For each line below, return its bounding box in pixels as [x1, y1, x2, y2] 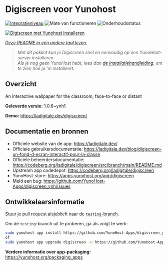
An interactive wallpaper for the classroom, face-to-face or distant [5, 93, 142, 99]
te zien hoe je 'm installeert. [17, 65, 75, 71]
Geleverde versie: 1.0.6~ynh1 [5, 103, 66, 109]
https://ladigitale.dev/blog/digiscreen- [83, 146, 162, 152]
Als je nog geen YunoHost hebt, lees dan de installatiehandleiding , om [17, 60, 162, 66]
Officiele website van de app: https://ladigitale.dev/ [12, 141, 117, 147]
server [17, 54, 31, 61]
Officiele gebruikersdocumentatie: [12, 146, 83, 152]
